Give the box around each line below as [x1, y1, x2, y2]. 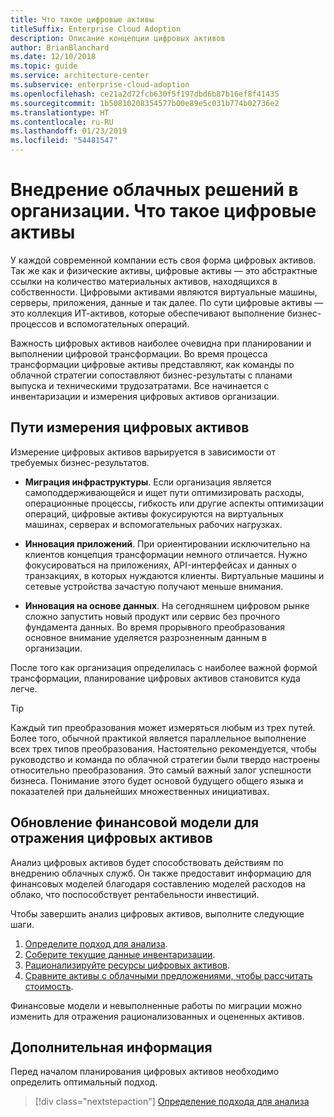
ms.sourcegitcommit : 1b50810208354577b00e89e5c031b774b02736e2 [10, 98, 280, 108]
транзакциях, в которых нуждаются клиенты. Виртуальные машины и [24, 569, 325, 581]
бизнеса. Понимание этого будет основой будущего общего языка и [10, 774, 304, 786]
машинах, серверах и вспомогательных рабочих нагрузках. [24, 518, 283, 530]
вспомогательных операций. [66, 317, 190, 330]
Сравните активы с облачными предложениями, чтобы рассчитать [24, 969, 313, 981]
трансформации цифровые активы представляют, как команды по [10, 358, 295, 370]
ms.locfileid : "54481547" [10, 136, 118, 146]
